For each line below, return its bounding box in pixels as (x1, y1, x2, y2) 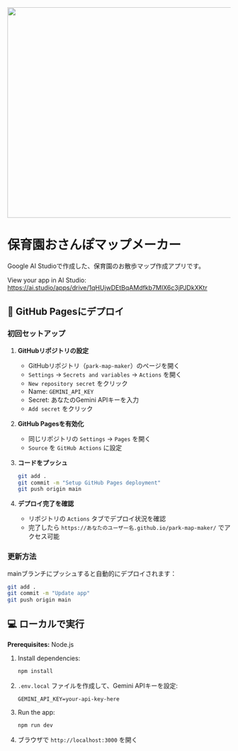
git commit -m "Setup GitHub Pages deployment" (17, 479, 161, 486)
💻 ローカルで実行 (7, 618, 85, 630)
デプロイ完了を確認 (17, 499, 74, 508)
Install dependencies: (17, 654, 81, 662)
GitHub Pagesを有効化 (17, 419, 84, 428)
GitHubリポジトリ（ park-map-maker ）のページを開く (28, 361, 181, 369)
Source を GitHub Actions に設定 (28, 443, 123, 452)
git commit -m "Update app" (7, 590, 91, 597)
